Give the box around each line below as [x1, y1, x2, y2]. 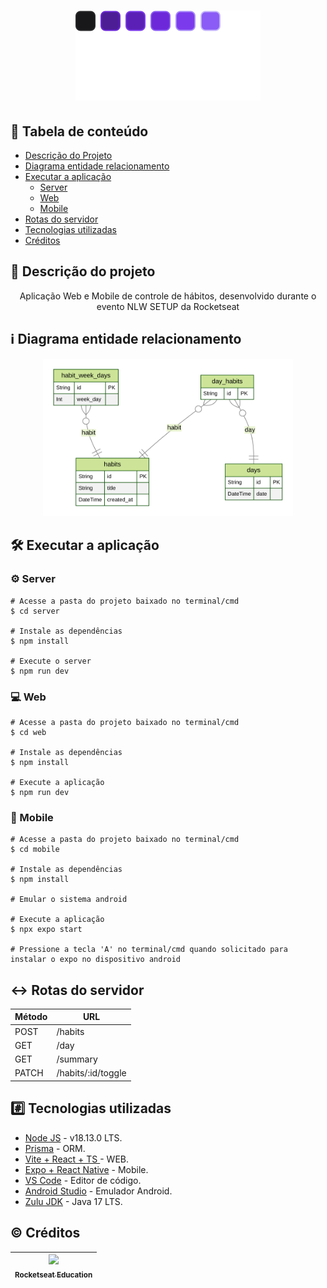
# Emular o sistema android [10, 895, 128, 905]
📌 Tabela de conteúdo [10, 123, 149, 140]
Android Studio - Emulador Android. [24, 1185, 173, 1197]
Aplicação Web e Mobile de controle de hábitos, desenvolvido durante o [19, 290, 317, 302]
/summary [56, 1053, 98, 1065]
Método [14, 1011, 48, 1023]
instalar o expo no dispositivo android [10, 955, 182, 965]
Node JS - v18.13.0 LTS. [24, 1131, 123, 1144]
